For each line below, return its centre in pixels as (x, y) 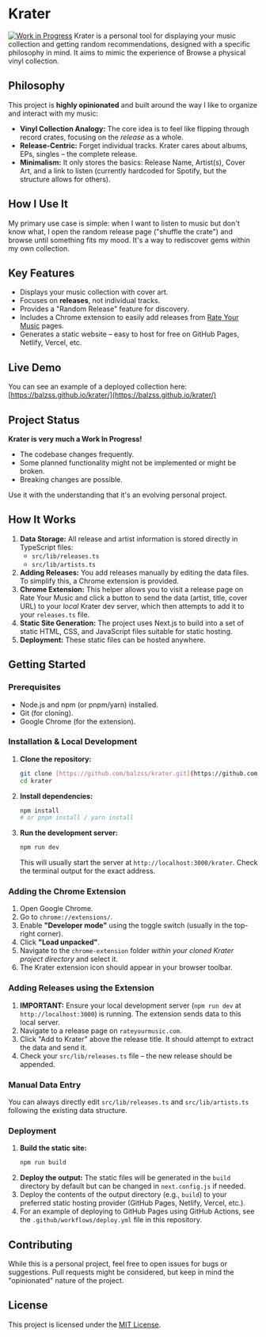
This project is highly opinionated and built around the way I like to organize (133, 104)
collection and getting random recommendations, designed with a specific (129, 44)
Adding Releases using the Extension (81, 988)
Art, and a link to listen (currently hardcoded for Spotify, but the (123, 170)
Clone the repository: (55, 759)
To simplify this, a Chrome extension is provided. (99, 581)
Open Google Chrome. (56, 909)
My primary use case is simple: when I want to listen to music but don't (124, 223)
